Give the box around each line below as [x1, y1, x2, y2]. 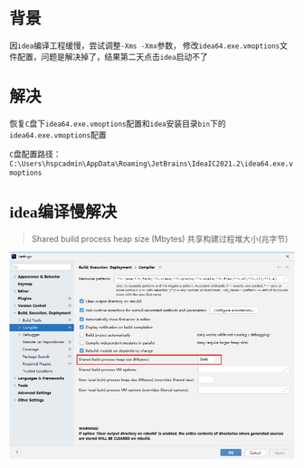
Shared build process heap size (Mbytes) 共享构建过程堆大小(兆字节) [31, 233, 289, 244]
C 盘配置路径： [9, 149, 62, 159]
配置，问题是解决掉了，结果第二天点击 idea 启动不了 [16, 52, 208, 62]
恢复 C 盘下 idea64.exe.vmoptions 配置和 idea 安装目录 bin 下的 [9, 119, 226, 129]
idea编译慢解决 [9, 203, 118, 222]
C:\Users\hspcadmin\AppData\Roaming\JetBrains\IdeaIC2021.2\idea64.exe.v [9, 159, 294, 168]
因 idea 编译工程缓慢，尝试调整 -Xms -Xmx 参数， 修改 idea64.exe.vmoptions [9, 41, 280, 51]
